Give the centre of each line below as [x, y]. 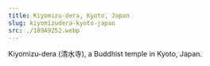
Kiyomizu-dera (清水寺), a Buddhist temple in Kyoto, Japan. [105, 54]
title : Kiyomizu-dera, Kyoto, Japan [69, 16]
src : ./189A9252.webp [44, 30]
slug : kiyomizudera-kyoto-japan [62, 23]
